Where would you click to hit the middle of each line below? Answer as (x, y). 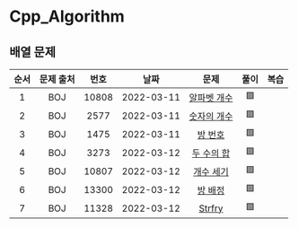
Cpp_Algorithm (67, 17)
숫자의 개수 (211, 116)
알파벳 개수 (211, 98)
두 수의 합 (211, 153)
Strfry (211, 208)
